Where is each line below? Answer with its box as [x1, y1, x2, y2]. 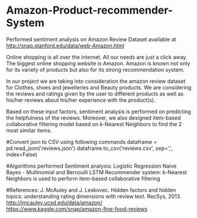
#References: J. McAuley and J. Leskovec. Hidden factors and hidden [6, 186, 176, 193]
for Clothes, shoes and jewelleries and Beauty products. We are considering [6, 84, 192, 91]
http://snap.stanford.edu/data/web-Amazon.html [6, 42, 125, 49]
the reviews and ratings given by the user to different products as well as [6, 90, 184, 97]
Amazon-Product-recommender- [6, 4, 173, 17]
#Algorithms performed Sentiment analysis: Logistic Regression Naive [6, 162, 177, 169]
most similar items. [6, 127, 52, 134]
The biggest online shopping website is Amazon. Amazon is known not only [6, 60, 190, 67]
